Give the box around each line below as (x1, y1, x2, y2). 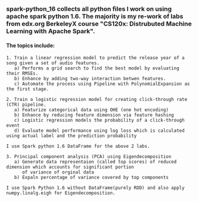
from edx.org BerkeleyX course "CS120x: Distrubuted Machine (6, 20, 192, 28)
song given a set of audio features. (6, 60, 100, 67)
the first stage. (6, 86, 49, 92)
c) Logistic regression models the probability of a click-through (14, 118, 185, 124)
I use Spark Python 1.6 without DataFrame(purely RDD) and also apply (6, 185, 185, 191)
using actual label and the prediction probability (6, 133, 137, 139)
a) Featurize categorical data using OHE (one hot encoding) (14, 107, 169, 113)
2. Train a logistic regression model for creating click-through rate (6, 97, 187, 103)
